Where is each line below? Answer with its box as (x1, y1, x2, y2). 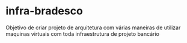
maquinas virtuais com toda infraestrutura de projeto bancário (5, 30, 160, 37)
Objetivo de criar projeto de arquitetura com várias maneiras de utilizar (5, 24, 181, 31)
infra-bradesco (5, 4, 84, 18)
